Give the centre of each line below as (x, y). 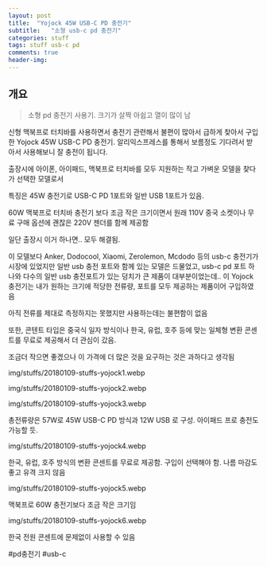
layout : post (30, 16)
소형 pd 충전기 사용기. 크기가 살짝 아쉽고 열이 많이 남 (109, 115)
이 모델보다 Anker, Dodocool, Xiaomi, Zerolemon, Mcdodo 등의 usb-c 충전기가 (133, 256)
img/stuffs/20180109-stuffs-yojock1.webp (77, 373)
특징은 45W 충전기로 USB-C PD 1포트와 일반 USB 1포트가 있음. (106, 195)
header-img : (28, 61)
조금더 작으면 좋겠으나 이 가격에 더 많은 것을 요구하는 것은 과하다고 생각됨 (122, 357)
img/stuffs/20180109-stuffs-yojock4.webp (77, 446)
